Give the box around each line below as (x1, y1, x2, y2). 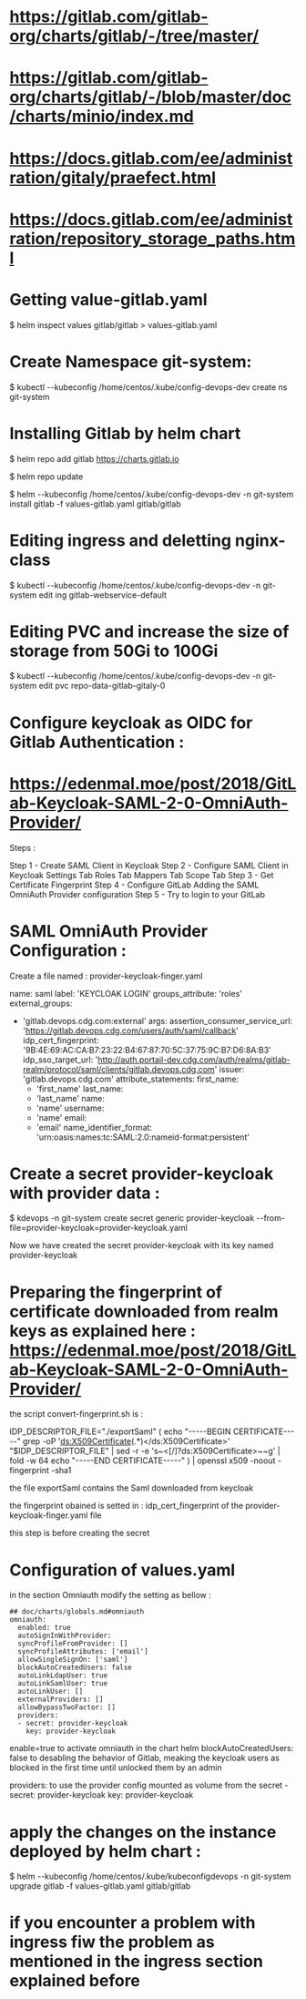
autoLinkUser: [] (17, 1687, 84, 1697)
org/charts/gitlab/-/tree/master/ (9, 26, 260, 46)
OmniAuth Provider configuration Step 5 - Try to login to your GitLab (9, 888, 266, 899)
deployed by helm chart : (9, 1840, 202, 1861)
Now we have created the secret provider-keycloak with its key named (9, 1240, 274, 1251)
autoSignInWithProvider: (17, 1631, 112, 1641)
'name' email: (36, 1112, 87, 1123)
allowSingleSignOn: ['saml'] (17, 1656, 128, 1665)
